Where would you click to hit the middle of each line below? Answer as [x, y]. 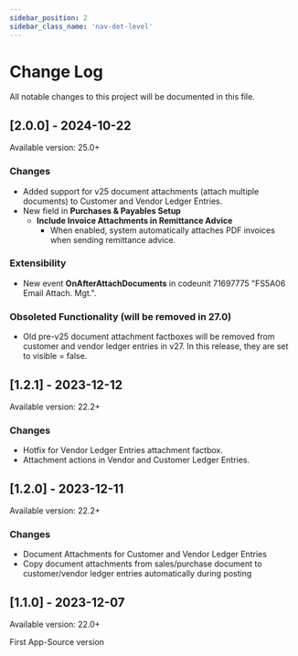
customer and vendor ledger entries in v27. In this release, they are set [155, 346]
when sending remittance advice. [113, 239]
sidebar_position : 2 [49, 18]
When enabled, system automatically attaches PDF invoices [163, 230]
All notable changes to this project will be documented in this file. [133, 97]
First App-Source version [57, 642]
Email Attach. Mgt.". [59, 292]
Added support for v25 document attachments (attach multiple [141, 191]
